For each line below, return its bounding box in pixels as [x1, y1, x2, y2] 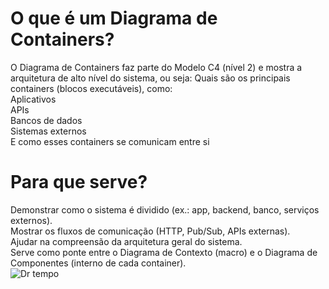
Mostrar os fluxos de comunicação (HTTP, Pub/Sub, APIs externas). [10, 225, 291, 237]
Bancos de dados [10, 114, 83, 126]
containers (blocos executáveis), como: [10, 82, 173, 94]
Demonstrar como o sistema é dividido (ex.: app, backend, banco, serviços [10, 203, 320, 216]
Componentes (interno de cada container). [10, 257, 187, 269]
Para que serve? [10, 171, 148, 194]
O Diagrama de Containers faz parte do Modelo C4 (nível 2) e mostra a [10, 61, 303, 73]
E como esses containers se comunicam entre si [10, 135, 210, 147]
